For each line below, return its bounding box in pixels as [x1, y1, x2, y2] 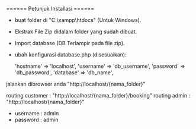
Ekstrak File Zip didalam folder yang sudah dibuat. [14, 28, 137, 35]
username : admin [14, 110, 59, 117]
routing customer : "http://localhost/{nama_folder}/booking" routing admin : [6, 92, 191, 99]
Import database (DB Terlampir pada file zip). [14, 40, 126, 46]
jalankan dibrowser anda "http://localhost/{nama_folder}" [6, 80, 146, 87]
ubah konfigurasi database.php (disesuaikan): [14, 51, 127, 58]
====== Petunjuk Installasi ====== [6, 5, 95, 12]
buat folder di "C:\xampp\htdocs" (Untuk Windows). [14, 17, 142, 23]
